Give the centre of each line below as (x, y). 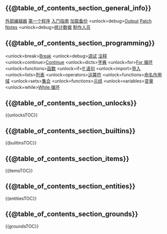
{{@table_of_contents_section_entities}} (70, 186)
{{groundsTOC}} (22, 226)
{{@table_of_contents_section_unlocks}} (71, 103)
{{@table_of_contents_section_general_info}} (78, 8)
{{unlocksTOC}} (21, 115)
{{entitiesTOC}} (21, 198)
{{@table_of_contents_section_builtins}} (70, 131)
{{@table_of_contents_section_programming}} (80, 43)
